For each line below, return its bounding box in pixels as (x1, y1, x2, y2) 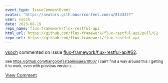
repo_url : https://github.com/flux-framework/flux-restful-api (5, 36, 140, 41)
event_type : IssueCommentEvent (5, 7, 71, 13)
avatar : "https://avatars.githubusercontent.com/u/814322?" (5, 12, 134, 17)
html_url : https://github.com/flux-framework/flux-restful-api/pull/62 (5, 31, 158, 36)
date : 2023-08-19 (5, 21, 42, 27)
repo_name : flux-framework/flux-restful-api (5, 26, 100, 31)
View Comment (5, 72, 37, 78)
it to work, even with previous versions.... (5, 63, 76, 68)
